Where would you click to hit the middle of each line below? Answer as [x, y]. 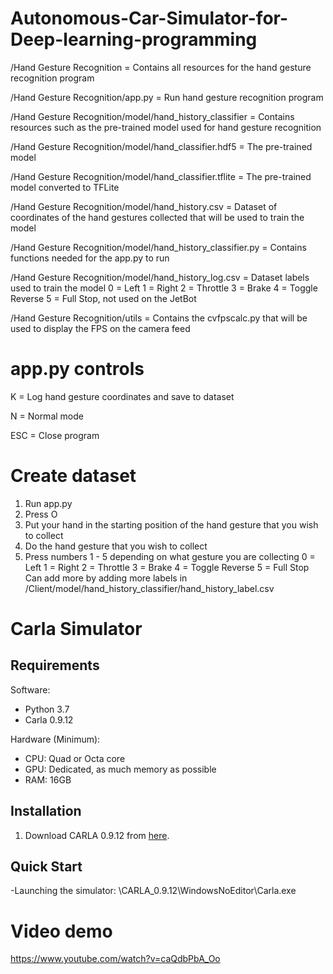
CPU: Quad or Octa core [75, 758]
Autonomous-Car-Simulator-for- [149, 18]
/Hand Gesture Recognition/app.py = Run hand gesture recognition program [167, 97]
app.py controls [77, 369]
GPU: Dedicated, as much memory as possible [120, 769]
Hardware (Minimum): [55, 739]
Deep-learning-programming [134, 39]
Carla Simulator [76, 629]
